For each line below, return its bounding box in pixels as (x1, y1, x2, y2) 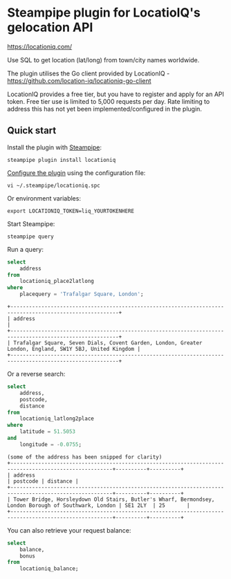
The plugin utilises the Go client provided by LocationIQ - (7, 69, 170, 77)
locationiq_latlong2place (19, 415, 95, 423)
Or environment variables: (7, 194, 82, 202)
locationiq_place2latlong (19, 278, 95, 285)
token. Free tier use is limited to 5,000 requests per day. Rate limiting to (7, 97, 210, 105)
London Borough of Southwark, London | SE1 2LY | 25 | (7, 502, 190, 509)
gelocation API (7, 19, 93, 35)
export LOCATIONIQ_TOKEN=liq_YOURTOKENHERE (7, 208, 135, 214)
